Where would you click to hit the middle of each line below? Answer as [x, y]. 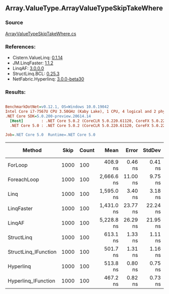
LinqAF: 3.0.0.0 [28, 68]
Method [32, 150]
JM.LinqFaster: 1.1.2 [33, 63]
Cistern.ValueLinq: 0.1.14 [37, 57]
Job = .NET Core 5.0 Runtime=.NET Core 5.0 [50, 135]
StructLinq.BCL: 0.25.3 [36, 73]
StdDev [152, 150]
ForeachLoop [23, 179]
